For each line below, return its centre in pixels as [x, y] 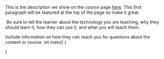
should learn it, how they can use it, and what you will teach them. [73, 27]
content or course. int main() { [36, 42]
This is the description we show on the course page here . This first [73, 7]
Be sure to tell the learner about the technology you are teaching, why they [83, 22]
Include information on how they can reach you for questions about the [78, 37]
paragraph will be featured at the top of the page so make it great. [72, 12]
